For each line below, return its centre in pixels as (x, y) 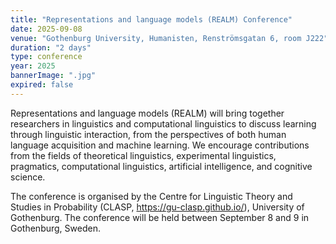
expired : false (42, 85)
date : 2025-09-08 (46, 29)
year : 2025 (33, 66)
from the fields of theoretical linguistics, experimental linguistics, (143, 155)
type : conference (46, 57)
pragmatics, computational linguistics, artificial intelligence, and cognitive (161, 166)
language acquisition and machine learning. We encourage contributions (160, 145)
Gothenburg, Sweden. (55, 228)
